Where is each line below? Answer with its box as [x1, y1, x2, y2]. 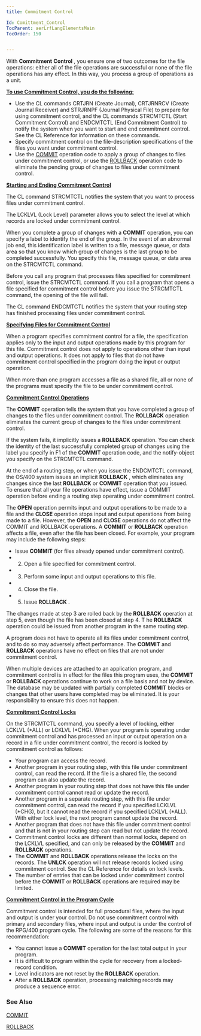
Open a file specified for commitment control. [23, 561, 136, 568]
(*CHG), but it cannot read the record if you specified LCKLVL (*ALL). [14, 808, 188, 815]
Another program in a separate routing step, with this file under [14, 795, 170, 802]
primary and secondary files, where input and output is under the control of [6, 920, 192, 928]
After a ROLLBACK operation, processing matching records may [14, 977, 173, 984]
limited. [14, 884, 33, 892]
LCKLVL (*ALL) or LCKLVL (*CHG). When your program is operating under [6, 726, 190, 734]
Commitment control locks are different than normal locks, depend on [14, 834, 187, 841]
